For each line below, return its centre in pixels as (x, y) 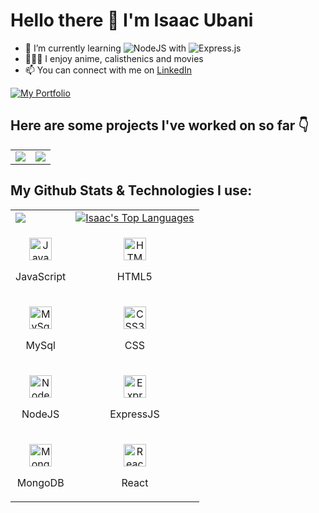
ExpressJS (134, 414)
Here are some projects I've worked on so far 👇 (160, 125)
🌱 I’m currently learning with (105, 48)
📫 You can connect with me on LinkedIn (108, 70)
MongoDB (40, 482)
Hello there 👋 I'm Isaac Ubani (132, 20)
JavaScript (41, 276)
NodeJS (40, 414)
